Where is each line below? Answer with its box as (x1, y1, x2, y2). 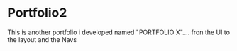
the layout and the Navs (7, 35, 77, 43)
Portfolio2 (7, 5, 67, 21)
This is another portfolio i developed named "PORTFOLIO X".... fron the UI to (7, 28, 231, 36)
